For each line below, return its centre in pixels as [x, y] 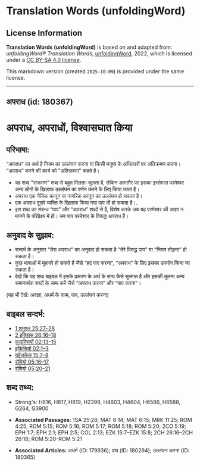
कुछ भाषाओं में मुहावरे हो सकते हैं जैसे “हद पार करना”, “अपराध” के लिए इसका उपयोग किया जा [102, 263]
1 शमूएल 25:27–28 [35, 329]
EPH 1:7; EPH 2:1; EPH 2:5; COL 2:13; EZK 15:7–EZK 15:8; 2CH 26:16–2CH [104, 432]
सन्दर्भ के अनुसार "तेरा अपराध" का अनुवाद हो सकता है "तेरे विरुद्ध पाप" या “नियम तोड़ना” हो [101, 250]
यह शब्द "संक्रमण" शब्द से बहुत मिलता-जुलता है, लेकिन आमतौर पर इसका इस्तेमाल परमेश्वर [99, 183]
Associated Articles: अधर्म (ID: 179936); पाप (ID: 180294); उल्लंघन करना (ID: [102, 450]
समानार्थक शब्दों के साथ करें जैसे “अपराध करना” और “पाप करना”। [78, 283]
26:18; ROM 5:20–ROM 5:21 [48, 439]
